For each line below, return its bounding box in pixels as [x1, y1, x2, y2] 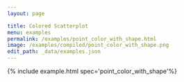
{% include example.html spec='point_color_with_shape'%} [7, 67, 177, 75]
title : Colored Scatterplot [7, 22, 89, 30]
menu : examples [7, 29, 51, 36]
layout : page [7, 10, 45, 17]
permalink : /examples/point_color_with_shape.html [7, 35, 157, 42]
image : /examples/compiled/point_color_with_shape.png [7, 42, 169, 49]
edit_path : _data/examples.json [7, 48, 101, 55]
